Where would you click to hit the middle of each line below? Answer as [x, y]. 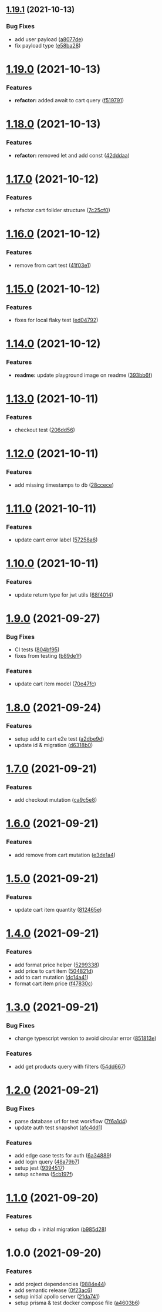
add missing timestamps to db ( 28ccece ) [64, 485]
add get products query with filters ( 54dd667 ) [70, 1066]
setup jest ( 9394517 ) [40, 1168]
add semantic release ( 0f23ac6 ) [53, 1290]
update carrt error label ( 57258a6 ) [56, 540]
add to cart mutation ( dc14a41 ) [52, 977]
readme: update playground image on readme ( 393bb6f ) [83, 375]
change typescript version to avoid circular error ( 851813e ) [85, 1038]
